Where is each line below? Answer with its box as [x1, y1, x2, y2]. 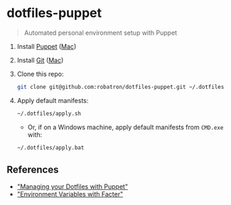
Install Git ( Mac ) [16, 55, 64, 65]
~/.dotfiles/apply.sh [16, 110, 81, 117]
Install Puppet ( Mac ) [16, 42, 77, 50]
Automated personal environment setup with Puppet [23, 28, 178, 37]
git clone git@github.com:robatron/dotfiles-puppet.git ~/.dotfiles [16, 83, 225, 90]
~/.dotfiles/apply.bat [16, 144, 85, 151]
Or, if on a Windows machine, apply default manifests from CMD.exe [27, 123, 224, 131]
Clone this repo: [16, 70, 64, 78]
